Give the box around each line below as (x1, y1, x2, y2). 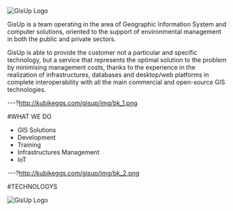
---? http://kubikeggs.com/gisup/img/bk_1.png (7, 99, 138, 107)
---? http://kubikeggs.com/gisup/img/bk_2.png (7, 169, 140, 177)
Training (17, 141, 42, 149)
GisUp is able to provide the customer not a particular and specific (7, 49, 198, 56)
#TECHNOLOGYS (7, 182, 58, 191)
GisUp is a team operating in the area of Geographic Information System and (7, 20, 227, 28)
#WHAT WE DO (7, 112, 52, 120)
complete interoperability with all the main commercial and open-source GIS (7, 78, 225, 86)
